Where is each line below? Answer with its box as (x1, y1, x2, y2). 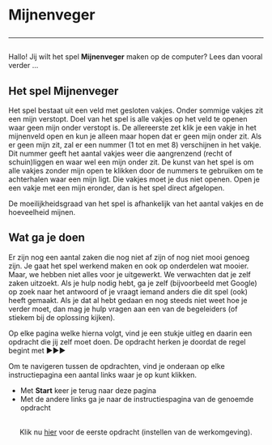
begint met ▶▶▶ (8, 345, 66, 355)
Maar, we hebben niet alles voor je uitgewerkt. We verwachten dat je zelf (8, 269, 251, 279)
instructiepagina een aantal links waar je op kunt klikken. (8, 370, 197, 379)
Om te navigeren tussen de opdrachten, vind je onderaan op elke (8, 361, 225, 370)
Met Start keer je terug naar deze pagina (19, 385, 156, 395)
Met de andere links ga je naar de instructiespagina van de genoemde (19, 394, 254, 404)
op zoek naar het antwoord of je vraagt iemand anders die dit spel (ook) (8, 286, 249, 297)
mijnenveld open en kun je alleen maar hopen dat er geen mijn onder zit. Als (8, 131, 261, 141)
